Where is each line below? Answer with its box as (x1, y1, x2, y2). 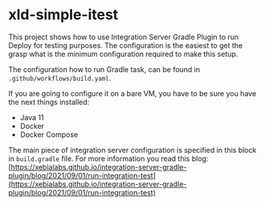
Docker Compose (19, 130, 79, 139)
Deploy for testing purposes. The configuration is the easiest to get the (8, 40, 243, 50)
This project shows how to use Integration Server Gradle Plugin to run (8, 32, 239, 42)
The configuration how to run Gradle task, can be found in (8, 64, 201, 74)
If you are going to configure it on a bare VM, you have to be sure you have (8, 88, 257, 98)
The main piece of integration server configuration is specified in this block (8, 145, 257, 155)
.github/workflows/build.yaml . (8, 73, 112, 82)
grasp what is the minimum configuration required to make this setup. (8, 49, 238, 58)
